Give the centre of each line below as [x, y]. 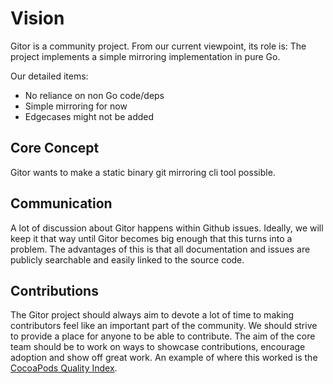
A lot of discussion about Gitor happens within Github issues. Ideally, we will [167, 228]
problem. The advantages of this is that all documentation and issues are [160, 249]
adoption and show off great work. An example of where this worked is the [164, 358]
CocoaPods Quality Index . [64, 368]
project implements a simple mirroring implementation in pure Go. [145, 56]
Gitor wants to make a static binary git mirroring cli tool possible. [143, 172]
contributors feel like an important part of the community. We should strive [164, 326]
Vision [37, 18]
